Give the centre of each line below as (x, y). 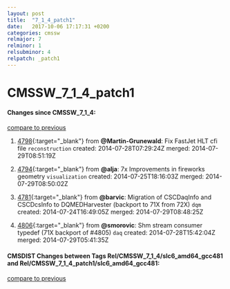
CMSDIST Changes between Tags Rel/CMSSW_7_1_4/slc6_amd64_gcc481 (115, 256)
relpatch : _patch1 (33, 59)
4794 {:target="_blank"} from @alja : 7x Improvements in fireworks (111, 169)
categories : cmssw (33, 33)
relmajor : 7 (24, 39)
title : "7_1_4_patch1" (41, 20)
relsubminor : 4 (29, 53)
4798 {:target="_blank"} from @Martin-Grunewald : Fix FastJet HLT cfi (117, 141)
